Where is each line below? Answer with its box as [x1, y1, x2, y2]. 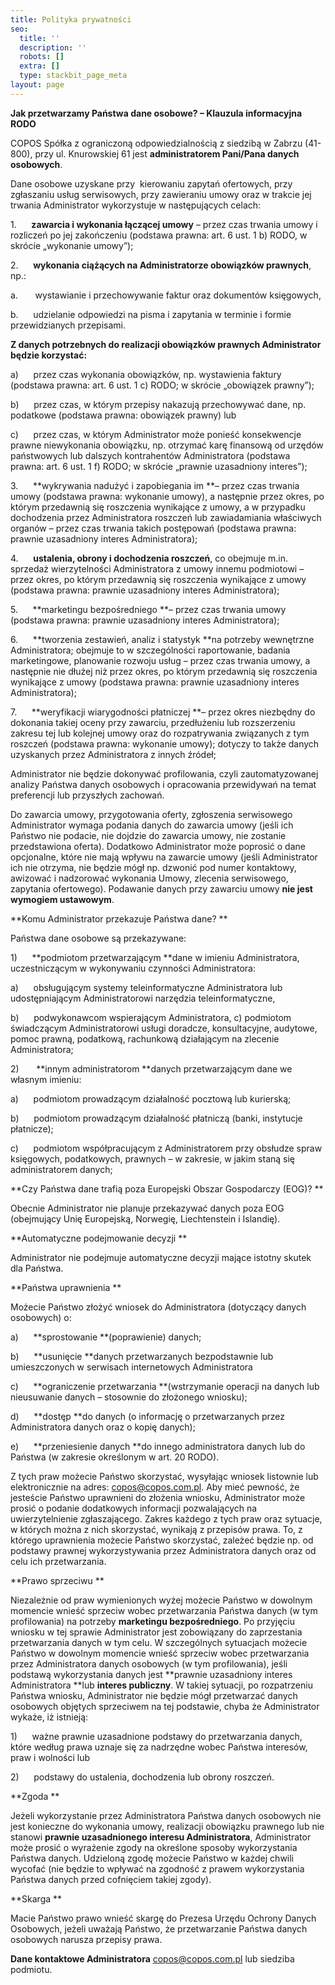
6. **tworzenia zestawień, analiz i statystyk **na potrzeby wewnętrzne [10, 633, 315, 645]
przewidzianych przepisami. [10, 319, 126, 331]
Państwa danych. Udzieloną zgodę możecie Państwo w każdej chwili [10, 1852, 295, 1864]
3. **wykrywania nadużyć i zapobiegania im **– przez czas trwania [10, 479, 300, 491]
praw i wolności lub [10, 1751, 91, 1763]
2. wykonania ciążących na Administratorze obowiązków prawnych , [10, 259, 312, 271]
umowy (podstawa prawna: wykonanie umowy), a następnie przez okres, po [10, 490, 325, 502]
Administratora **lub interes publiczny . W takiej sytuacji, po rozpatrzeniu [10, 1679, 313, 1691]
